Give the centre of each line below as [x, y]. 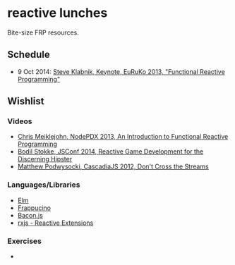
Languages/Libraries [44, 185]
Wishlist [26, 101]
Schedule [29, 55]
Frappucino [34, 208]
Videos [20, 121]
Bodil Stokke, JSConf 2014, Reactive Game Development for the [110, 152]
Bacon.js [30, 215]
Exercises [25, 241]
